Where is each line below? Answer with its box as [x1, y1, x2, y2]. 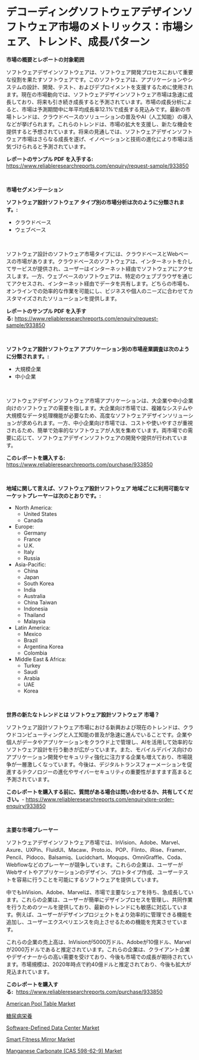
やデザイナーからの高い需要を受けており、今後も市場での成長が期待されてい [6, 953, 193, 960]
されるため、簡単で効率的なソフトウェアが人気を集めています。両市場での [6, 426, 188, 434]
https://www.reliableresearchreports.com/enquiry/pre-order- [26, 795, 175, 803]
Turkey [23, 662, 41, 669]
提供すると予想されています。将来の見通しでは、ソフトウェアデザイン [6, 128, 177, 135]
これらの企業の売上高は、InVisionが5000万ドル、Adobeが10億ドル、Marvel [6, 938, 191, 945]
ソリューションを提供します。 [47, 295, 120, 302]
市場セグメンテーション [6, 185, 64, 193]
